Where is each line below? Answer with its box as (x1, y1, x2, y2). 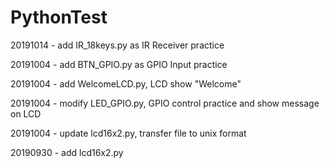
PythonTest (10, 6, 108, 29)
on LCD (10, 107, 42, 120)
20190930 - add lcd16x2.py (10, 146, 124, 158)
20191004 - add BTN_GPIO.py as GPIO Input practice (10, 58, 228, 70)
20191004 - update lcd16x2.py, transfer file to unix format (10, 127, 247, 139)
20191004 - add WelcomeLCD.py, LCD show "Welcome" (10, 77, 242, 90)
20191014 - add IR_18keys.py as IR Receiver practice (10, 39, 225, 51)
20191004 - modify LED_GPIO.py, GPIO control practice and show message (10, 97, 320, 109)
